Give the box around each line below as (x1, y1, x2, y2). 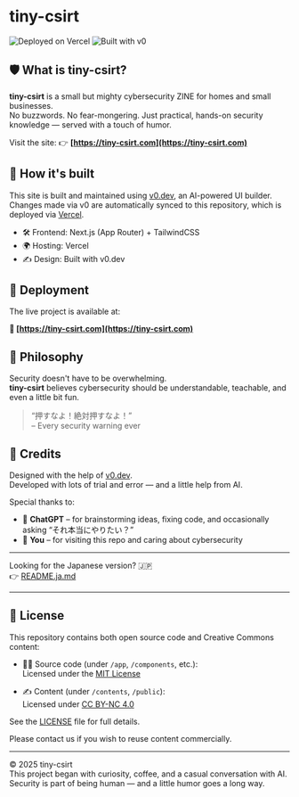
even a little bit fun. (9, 392, 80, 403)
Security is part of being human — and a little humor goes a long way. (9, 777, 265, 788)
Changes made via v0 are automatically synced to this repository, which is (9, 199, 282, 210)
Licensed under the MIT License (21, 668, 141, 678)
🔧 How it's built (9, 167, 95, 182)
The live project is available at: (9, 306, 121, 317)
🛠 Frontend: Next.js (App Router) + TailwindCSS (21, 226, 200, 237)
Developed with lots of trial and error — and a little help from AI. (9, 480, 243, 489)
